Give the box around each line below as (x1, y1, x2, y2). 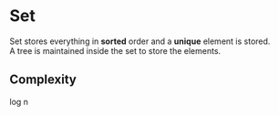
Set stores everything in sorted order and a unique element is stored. (9, 36, 271, 47)
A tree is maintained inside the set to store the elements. (9, 45, 222, 56)
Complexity (9, 72, 77, 88)
